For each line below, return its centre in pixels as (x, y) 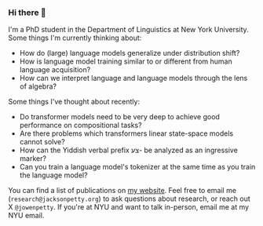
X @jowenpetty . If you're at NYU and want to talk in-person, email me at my (129, 207)
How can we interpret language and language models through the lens (133, 78)
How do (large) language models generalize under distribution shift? (130, 53)
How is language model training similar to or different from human (126, 61)
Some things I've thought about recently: (74, 102)
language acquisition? (55, 70)
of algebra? (38, 86)
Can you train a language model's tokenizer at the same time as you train (137, 167)
